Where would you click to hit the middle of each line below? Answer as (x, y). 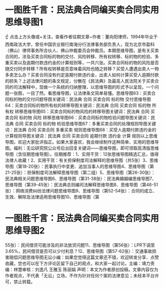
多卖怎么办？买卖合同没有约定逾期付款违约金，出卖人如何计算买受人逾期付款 (82, 75)
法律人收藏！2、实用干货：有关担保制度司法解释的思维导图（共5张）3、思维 (82, 160)
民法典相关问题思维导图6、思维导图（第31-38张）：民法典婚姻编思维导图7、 (81, 178)
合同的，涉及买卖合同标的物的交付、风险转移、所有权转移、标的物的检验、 (80, 56)
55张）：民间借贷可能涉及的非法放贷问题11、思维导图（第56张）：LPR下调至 (80, 245)
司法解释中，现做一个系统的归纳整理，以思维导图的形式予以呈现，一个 (84, 87)
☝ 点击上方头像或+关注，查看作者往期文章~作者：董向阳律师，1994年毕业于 (81, 37)
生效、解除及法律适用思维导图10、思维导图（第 (52, 197)
